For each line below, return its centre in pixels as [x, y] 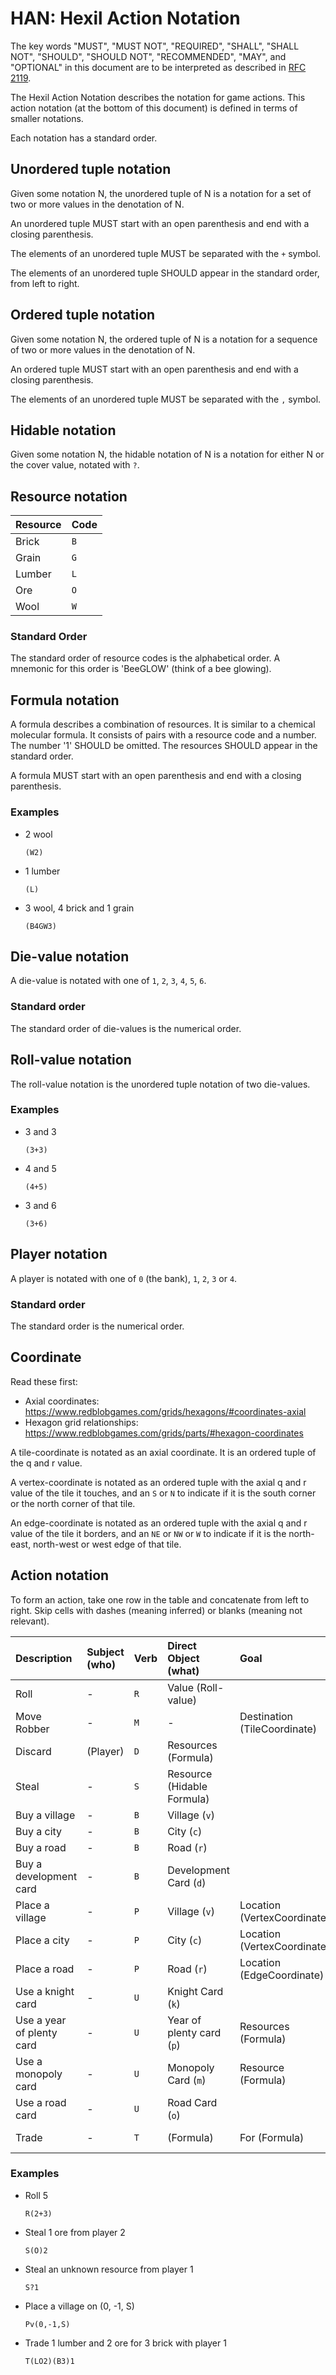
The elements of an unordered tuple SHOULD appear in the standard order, [165, 273]
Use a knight [45, 1991]
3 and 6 [40, 1205]
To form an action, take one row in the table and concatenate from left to [160, 1599]
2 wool [38, 834]
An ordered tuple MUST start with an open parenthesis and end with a [154, 369]
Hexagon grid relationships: [81, 1422]
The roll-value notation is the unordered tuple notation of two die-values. [160, 1084]
